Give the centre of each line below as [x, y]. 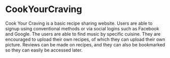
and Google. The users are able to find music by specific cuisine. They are [83, 34]
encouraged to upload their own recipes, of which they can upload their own [85, 39]
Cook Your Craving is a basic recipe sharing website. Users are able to [79, 23]
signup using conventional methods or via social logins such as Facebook [82, 28]
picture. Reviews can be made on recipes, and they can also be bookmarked [85, 44]
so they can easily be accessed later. [44, 50]
